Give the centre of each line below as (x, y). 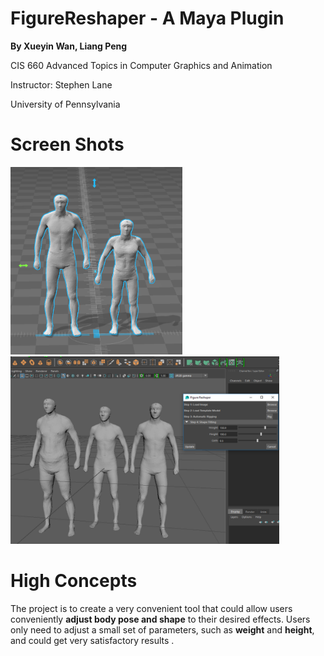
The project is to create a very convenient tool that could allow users (151, 608)
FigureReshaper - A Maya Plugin (147, 18)
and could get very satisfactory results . (92, 640)
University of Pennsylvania (65, 104)
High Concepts (74, 581)
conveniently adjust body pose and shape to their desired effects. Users (160, 619)
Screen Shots (67, 144)
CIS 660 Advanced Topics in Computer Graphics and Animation (141, 65)
